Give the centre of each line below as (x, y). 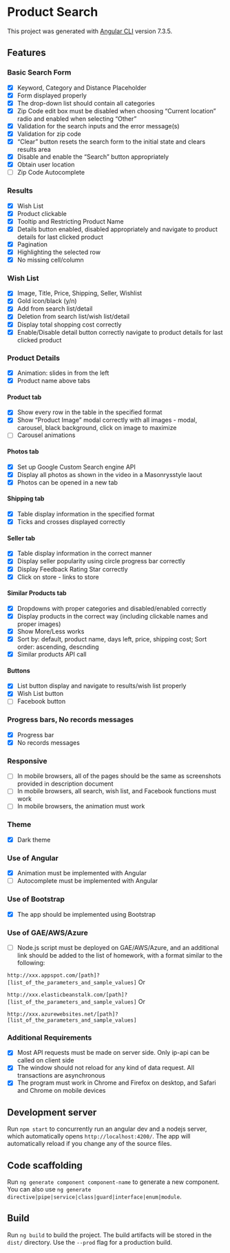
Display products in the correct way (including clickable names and (112, 616)
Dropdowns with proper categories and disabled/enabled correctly (112, 608)
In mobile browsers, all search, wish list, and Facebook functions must (117, 791)
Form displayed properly (52, 95)
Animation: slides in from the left (63, 373)
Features (27, 53)
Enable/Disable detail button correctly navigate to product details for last (120, 332)
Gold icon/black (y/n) (47, 301)
